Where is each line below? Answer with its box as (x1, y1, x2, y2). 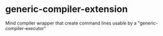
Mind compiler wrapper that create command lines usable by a (5, 20, 137, 26)
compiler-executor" (5, 25, 46, 31)
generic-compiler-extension (5, 3, 128, 15)
